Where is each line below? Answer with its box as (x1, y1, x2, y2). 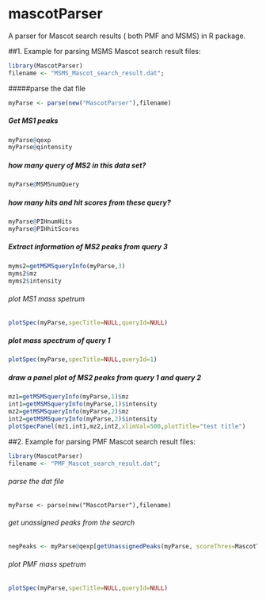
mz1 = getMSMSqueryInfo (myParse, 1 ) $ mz (8, 393, 129, 401)
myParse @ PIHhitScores (8, 225, 80, 233)
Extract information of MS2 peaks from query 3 (8, 242, 168, 252)
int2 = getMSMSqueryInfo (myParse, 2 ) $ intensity (8, 414, 158, 423)
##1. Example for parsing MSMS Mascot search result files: (8, 46, 201, 56)
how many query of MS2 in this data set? (8, 160, 146, 170)
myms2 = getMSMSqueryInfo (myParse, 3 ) (8, 262, 126, 270)
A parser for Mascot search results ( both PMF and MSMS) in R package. (8, 31, 246, 40)
